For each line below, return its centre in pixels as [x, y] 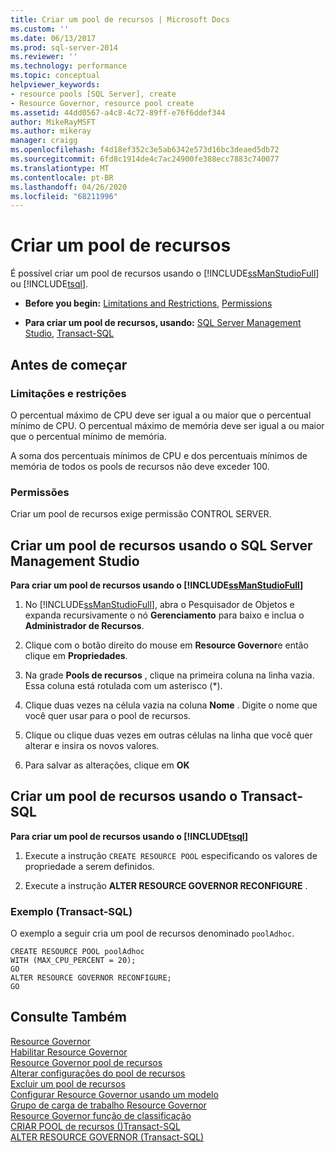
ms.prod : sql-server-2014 [64, 47]
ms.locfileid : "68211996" [64, 196]
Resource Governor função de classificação [101, 1115]
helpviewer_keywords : [55, 85]
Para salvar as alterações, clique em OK [107, 765]
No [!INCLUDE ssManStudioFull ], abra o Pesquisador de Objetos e [159, 604]
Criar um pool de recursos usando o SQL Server [161, 545]
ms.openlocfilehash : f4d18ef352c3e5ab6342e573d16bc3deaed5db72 [145, 150]
